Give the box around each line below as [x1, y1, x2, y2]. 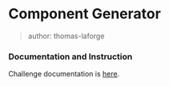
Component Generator [8, 5, 162, 23]
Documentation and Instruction [8, 51, 133, 62]
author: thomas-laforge [27, 31, 105, 41]
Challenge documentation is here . [8, 69, 120, 79]
